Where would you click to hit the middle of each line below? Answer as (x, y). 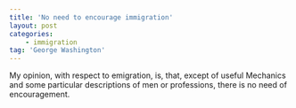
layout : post (33, 26)
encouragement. (40, 95)
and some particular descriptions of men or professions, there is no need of (148, 85)
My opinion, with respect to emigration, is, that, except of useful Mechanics (148, 75)
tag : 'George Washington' (57, 50)
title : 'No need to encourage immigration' (91, 17)
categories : (31, 34)
